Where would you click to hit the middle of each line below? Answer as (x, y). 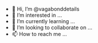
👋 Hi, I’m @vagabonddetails (45, 9)
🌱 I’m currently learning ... (43, 21)
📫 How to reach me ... (39, 34)
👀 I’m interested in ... (37, 15)
